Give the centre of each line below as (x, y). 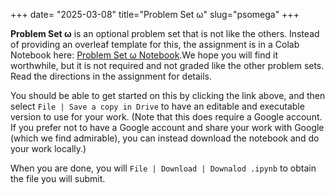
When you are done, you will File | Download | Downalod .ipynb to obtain (163, 168)
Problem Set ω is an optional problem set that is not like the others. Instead (165, 33)
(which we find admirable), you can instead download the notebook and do (165, 138)
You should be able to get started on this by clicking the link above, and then (168, 95)
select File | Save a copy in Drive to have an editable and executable (157, 106)
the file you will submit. (58, 178)
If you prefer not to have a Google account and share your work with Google (167, 127)
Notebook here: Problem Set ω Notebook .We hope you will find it (144, 55)
